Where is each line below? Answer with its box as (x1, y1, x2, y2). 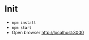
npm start (11, 25, 32, 30)
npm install (11, 20, 36, 25)
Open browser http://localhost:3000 (11, 29, 84, 35)
